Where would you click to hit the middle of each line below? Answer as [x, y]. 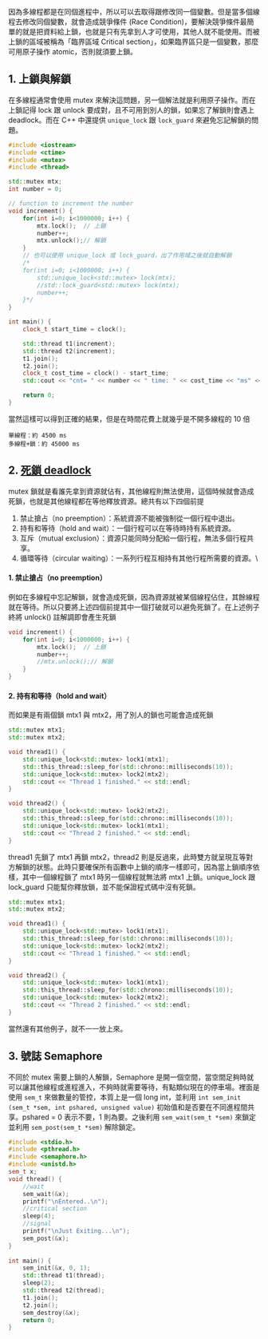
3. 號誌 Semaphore [55, 1056]
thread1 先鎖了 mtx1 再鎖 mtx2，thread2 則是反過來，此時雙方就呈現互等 [127, 857]
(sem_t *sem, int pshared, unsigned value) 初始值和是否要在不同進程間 [128, 1107]
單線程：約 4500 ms [37, 435]
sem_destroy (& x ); [51, 1313]
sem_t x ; [23, 1172]
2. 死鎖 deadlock [50, 471]
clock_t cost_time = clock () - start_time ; [96, 374]
